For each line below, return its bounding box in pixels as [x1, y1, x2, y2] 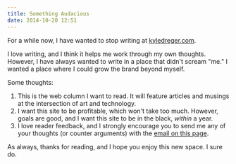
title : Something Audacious [7, 10, 90, 18]
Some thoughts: [7, 78, 54, 86]
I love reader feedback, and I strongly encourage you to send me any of [17, 121, 226, 130]
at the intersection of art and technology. [17, 99, 137, 107]
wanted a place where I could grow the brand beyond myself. [7, 64, 185, 73]
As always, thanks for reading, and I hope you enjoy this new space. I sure [7, 142, 223, 151]
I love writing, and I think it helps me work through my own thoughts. [7, 50, 206, 58]
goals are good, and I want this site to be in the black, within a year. [17, 114, 213, 123]
